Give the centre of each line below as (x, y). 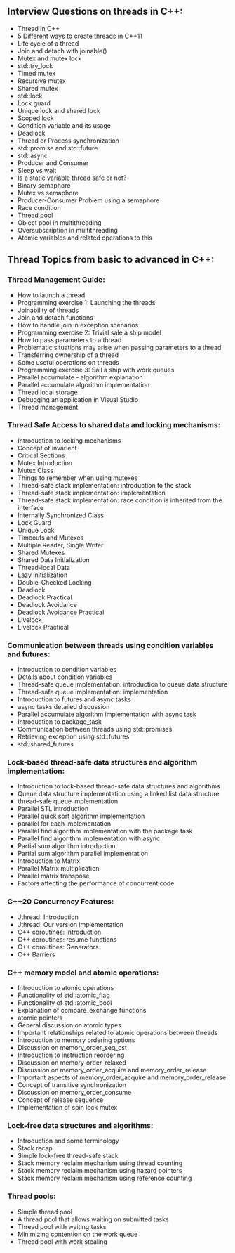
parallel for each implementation (64, 824)
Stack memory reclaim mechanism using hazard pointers (100, 1171)
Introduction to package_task (59, 722)
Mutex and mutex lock (49, 58)
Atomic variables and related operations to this (85, 238)
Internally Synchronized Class (60, 515)
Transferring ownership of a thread (68, 355)
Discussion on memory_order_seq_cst (72, 1047)
